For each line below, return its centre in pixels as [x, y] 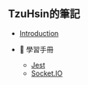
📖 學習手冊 [36, 49]
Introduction [39, 33]
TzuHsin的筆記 [44, 14]
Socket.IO [47, 73]
